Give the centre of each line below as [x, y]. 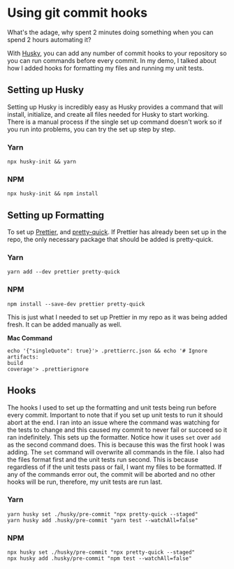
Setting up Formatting [56, 215]
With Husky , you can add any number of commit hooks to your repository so [117, 53]
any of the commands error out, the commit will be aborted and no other [111, 474]
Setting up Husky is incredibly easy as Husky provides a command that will [115, 107]
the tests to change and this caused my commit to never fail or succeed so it [117, 430]
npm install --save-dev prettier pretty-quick [76, 304]
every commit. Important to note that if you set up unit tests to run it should [115, 415]
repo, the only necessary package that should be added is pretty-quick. [110, 240]
